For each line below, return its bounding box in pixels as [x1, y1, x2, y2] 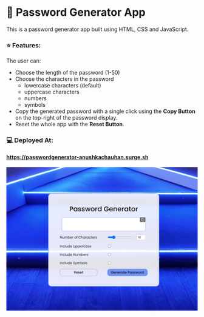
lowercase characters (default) [24, 82, 101, 89]
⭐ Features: [6, 41, 41, 49]
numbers [24, 95, 47, 102]
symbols [24, 101, 46, 109]
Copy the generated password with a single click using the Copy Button [15, 107, 195, 115]
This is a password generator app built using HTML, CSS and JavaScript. [6, 26, 189, 33]
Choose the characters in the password [15, 75, 114, 83]
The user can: [6, 57, 41, 64]
